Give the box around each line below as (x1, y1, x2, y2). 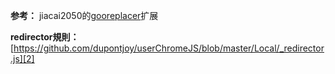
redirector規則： (10, 31, 80, 43)
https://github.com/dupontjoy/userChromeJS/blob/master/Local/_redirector (13, 42, 325, 54)
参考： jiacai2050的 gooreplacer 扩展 (10, 10, 159, 21)
